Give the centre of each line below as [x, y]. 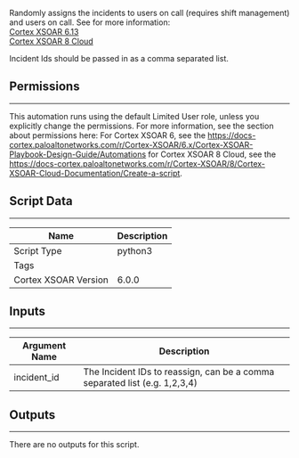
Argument [44, 346]
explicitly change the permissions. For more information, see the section [141, 126]
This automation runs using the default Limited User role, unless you [134, 116]
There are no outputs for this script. [74, 445]
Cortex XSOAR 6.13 [44, 32]
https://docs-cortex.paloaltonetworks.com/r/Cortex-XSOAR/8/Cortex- [137, 163]
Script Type [38, 250]
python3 [135, 250]
